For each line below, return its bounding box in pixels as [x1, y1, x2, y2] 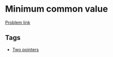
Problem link [5, 19, 30, 25]
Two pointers [12, 46, 39, 52]
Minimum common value [5, 3, 108, 15]
